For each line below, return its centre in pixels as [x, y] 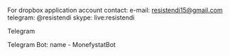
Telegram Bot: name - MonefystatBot [61, 44]
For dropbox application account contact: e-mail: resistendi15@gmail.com [115, 10]
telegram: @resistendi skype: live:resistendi [71, 17]
